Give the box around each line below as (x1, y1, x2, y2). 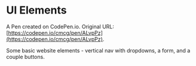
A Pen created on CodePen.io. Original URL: (6, 23, 115, 30)
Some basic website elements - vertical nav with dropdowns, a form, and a (6, 47, 191, 54)
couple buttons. (6, 53, 45, 60)
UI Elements (6, 4, 67, 17)
